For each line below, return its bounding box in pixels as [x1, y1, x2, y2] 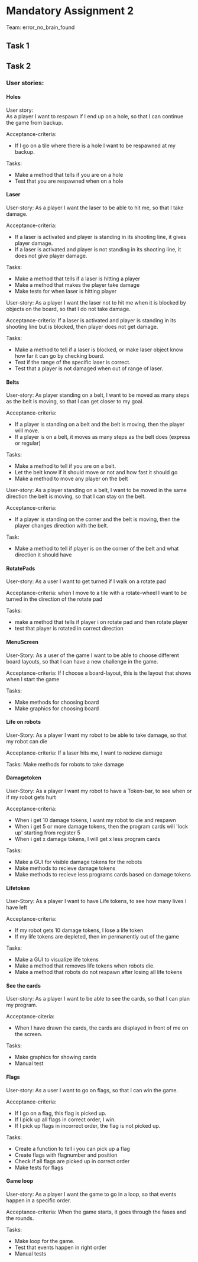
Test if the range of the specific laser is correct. [14, 359, 131, 366]
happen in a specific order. [6, 1196, 72, 1204]
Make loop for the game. [14, 1237, 75, 1244]
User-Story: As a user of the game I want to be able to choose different [6, 652, 179, 659]
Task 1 [6, 41, 30, 51]
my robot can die [6, 737, 48, 745]
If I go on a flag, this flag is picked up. [14, 1109, 106, 1117]
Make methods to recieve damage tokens [14, 865, 116, 872]
